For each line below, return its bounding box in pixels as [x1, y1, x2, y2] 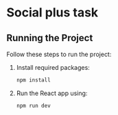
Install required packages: [16, 64, 90, 71]
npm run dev [16, 102, 51, 109]
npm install [16, 77, 51, 84]
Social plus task [6, 5, 99, 21]
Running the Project [6, 32, 93, 44]
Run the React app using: [16, 89, 88, 97]
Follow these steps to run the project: [6, 50, 112, 58]
